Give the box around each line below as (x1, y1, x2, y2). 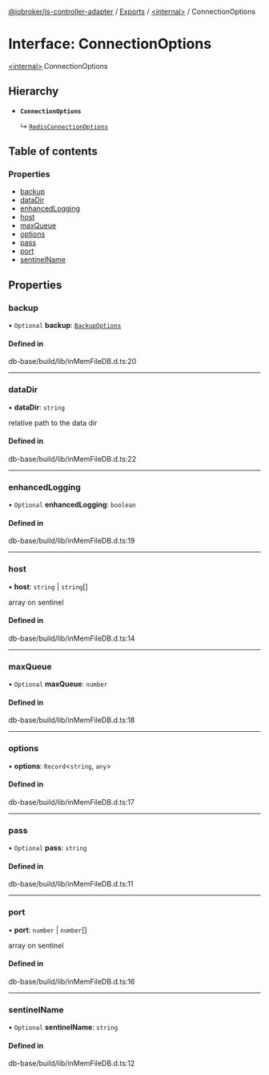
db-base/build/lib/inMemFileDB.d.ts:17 (8, 797, 134, 806)
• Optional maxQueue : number (8, 679, 108, 689)
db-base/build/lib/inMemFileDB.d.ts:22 (8, 454, 137, 463)
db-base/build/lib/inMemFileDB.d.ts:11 (8, 879, 134, 889)
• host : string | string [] (8, 581, 88, 592)
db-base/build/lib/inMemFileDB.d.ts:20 (8, 357, 137, 366)
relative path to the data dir (8, 418, 98, 427)
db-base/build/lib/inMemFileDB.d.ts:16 (8, 976, 135, 986)
